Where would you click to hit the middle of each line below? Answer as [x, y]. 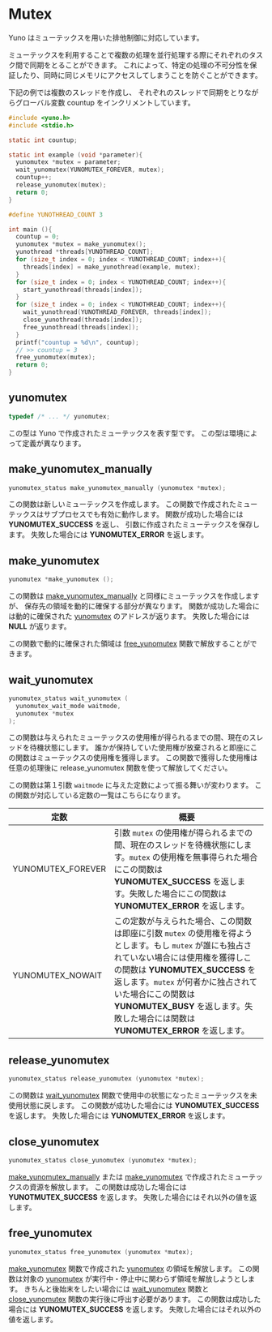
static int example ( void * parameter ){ [76, 155]
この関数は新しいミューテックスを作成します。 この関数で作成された [123, 505]
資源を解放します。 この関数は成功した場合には [108, 1187]
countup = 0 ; [38, 237]
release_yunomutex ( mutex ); [61, 185]
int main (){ [30, 229]
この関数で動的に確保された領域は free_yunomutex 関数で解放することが [129, 644]
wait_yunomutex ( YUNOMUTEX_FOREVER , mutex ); [90, 170]
